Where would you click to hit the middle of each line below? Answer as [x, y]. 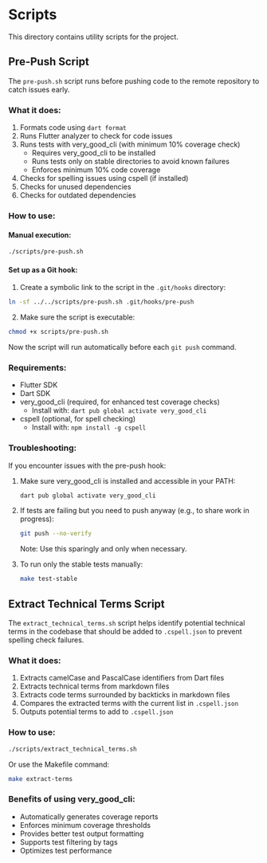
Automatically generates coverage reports [89, 816]
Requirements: [37, 367]
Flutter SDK [39, 385]
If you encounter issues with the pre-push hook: [87, 465]
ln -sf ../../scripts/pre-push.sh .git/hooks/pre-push [101, 302]
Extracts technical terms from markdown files [94, 686]
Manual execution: [40, 235]
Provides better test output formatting [82, 834]
